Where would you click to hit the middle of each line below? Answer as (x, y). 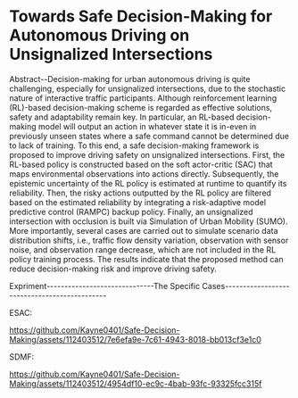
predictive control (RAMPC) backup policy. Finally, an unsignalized (131, 211)
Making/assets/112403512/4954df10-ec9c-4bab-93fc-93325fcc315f (136, 383)
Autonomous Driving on (99, 35)
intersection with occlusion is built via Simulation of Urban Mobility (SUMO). (149, 221)
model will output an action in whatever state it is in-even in (147, 126)
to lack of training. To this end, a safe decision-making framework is (134, 145)
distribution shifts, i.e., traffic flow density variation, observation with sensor (149, 240)
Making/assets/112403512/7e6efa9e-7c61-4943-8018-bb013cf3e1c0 (135, 339)
